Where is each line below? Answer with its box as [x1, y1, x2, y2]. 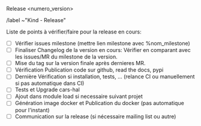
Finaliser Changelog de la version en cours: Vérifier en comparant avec [14, 47, 191, 54]
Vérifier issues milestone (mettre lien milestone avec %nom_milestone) [14, 40, 190, 47]
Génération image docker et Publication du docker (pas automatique [14, 100, 184, 107]
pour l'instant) [14, 106, 50, 113]
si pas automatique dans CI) [14, 80, 85, 87]
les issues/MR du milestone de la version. [14, 53, 118, 60]
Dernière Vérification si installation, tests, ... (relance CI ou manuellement [14, 73, 195, 80]
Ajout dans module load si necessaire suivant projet [14, 93, 143, 100]
